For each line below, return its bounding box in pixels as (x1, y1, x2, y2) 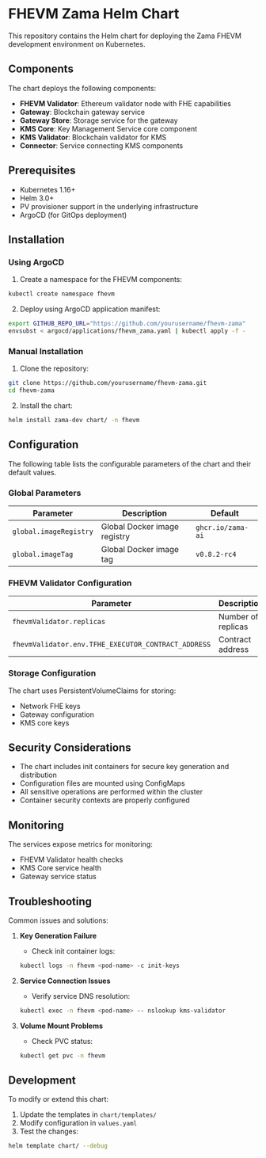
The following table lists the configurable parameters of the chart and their (8, 459, 252, 468)
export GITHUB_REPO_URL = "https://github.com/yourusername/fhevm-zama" (8, 320, 246, 328)
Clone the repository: (19, 364, 89, 373)
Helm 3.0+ (19, 193, 55, 203)
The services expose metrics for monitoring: (8, 840, 153, 849)
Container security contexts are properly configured (19, 795, 190, 805)
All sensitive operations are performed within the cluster (19, 787, 203, 797)
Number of (218, 611, 259, 623)
